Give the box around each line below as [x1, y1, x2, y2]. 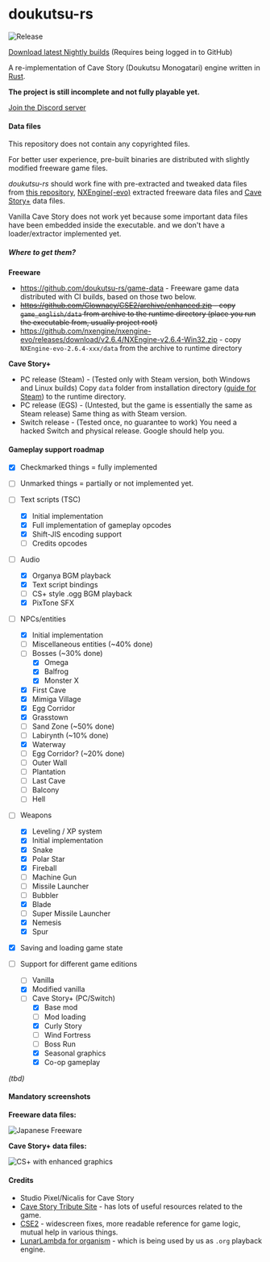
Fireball [31, 863, 57, 872]
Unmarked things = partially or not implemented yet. [19, 478, 194, 488]
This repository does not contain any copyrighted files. [8, 139, 191, 149]
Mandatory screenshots [8, 1092, 91, 1101]
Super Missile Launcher [31, 909, 111, 918]
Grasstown [31, 712, 69, 722]
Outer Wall [31, 758, 68, 767]
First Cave [31, 685, 67, 695]
